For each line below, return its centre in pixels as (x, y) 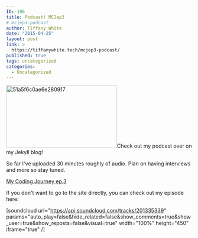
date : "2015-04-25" (30, 34)
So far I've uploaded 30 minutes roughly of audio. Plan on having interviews (98, 164)
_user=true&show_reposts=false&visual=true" (62, 223)
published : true (26, 56)
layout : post (22, 39)
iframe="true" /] (26, 229)
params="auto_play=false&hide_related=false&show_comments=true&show (98, 217)
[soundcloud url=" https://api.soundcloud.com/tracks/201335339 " (86, 211)
